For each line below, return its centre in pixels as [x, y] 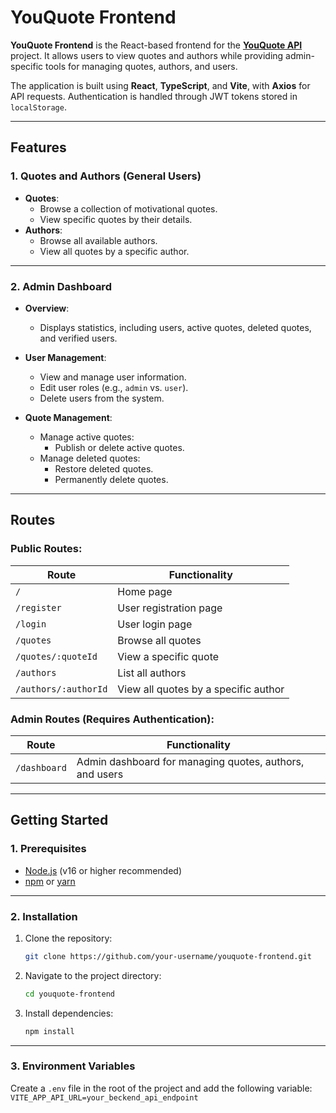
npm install [49, 1031]
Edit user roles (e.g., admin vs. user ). [114, 387]
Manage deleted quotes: [90, 458]
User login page [155, 624]
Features [38, 147]
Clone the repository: [68, 938]
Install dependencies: [69, 1013]
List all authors [152, 673]
